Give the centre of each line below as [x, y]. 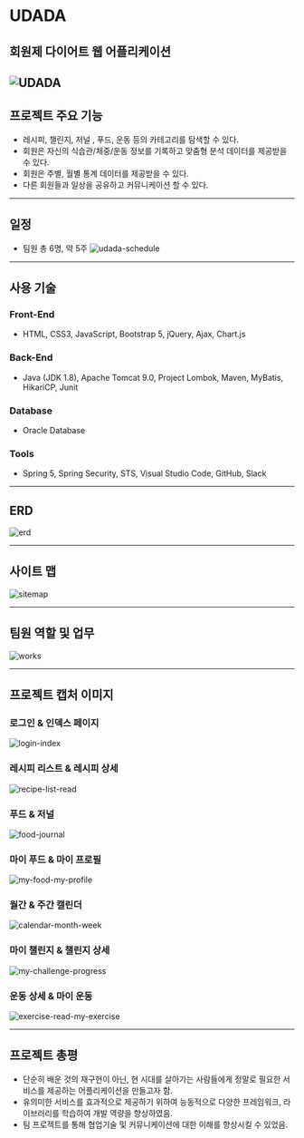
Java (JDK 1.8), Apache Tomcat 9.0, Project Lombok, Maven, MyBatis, [152, 377]
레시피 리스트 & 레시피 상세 [64, 769]
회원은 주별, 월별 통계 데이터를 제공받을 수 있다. [106, 173]
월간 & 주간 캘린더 [46, 905]
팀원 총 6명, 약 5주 [55, 248]
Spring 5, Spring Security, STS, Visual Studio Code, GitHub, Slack [144, 473]
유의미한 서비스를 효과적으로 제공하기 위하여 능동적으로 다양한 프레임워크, [152, 1102]
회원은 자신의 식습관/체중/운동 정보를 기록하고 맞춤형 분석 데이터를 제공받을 [155, 151]
